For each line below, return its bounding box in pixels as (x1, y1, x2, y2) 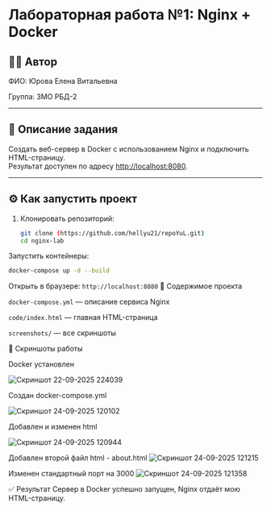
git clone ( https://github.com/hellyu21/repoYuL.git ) (19, 229, 205, 237)
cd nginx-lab (19, 236, 65, 245)
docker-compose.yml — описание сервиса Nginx (8, 297, 170, 307)
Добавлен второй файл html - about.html (8, 453, 148, 463)
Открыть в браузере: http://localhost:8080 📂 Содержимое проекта (8, 281, 243, 291)
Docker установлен (8, 359, 75, 369)
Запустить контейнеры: (8, 251, 90, 261)
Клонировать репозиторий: (19, 214, 115, 223)
